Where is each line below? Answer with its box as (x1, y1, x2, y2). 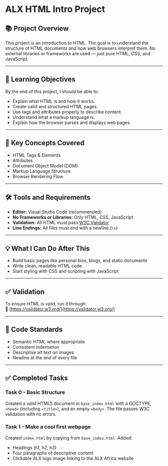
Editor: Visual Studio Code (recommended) (12, 209, 102, 215)
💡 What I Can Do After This (5, 244, 90, 253)
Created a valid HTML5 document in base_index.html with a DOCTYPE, (5, 400, 151, 406)
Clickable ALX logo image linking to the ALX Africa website (12, 455, 134, 461)
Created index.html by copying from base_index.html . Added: (5, 435, 132, 441)
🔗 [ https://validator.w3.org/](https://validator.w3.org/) (5, 306, 115, 312)
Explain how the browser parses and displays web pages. (12, 119, 131, 125)
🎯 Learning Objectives (5, 75, 76, 84)
